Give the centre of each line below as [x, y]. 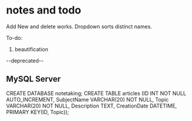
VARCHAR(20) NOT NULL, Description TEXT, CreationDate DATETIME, [92, 106]
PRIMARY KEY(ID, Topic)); [38, 112]
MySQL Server [33, 79]
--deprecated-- [25, 60]
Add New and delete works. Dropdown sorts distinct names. [79, 26]
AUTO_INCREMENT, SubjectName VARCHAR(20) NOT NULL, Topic [87, 99]
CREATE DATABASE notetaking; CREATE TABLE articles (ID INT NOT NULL [96, 93]
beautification [31, 49]
